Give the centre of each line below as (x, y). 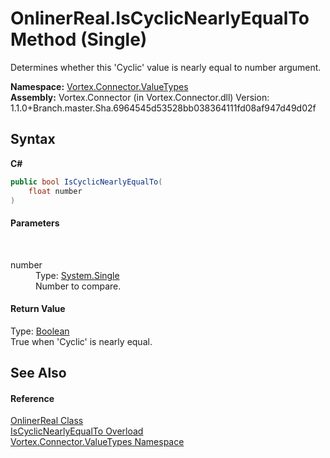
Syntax (33, 139)
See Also (38, 373)
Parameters (35, 223)
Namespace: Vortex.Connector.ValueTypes (99, 86)
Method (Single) (79, 39)
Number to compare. (78, 286)
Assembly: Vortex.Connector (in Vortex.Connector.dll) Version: (140, 97)
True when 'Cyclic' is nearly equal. (81, 341)
